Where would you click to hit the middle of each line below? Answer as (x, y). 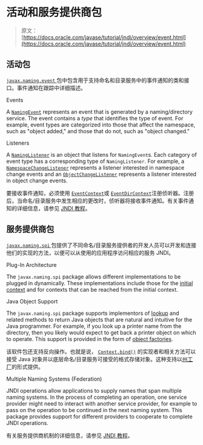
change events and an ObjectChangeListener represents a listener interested (101, 174)
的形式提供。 (28, 367)
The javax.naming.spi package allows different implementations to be (94, 277)
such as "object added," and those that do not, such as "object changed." (98, 131)
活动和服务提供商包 (54, 12)
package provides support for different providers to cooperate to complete (99, 416)
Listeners (18, 143)
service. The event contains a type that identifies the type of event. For (95, 118)
